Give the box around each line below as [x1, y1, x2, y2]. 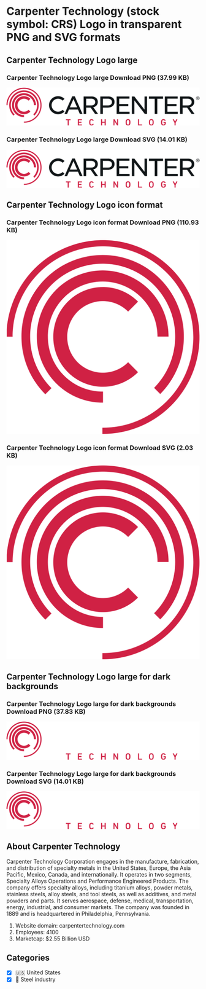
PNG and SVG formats [6, 31, 121, 44]
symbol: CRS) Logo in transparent [6, 17, 182, 31]
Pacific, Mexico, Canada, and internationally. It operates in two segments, [6, 870, 192, 878]
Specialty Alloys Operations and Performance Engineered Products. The [6, 877, 189, 885]
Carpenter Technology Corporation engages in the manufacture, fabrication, [6, 858, 199, 865]
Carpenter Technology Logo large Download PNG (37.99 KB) [6, 73, 189, 82]
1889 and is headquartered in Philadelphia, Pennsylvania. [6, 910, 151, 917]
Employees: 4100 [15, 928, 59, 936]
